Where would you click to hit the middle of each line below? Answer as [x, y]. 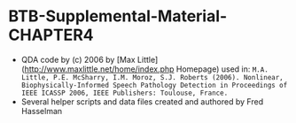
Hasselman [42, 111]
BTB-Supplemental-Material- [118, 16]
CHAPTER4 [51, 35]
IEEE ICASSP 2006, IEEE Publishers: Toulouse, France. [125, 93]
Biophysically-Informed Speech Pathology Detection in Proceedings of [154, 85]
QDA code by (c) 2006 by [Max [78, 59]
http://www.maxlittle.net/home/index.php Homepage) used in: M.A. [147, 69]
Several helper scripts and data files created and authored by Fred [142, 101]
